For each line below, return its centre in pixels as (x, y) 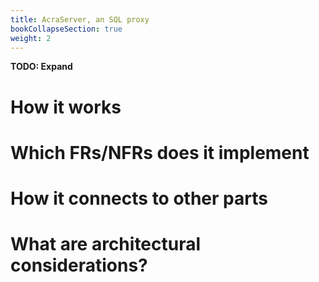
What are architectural (106, 244)
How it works (66, 107)
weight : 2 (31, 38)
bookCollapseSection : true (66, 29)
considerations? (79, 265)
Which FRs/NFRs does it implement (160, 152)
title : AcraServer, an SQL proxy (80, 19)
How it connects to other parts (139, 198)
